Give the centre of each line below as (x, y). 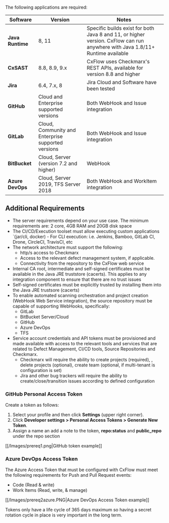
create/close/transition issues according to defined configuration (87, 381)
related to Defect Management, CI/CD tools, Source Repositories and (84, 349)
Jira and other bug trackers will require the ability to (73, 376)
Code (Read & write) (33, 485)
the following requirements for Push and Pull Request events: (68, 475)
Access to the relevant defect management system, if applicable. (87, 258)
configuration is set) (41, 370)
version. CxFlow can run (115, 41)
